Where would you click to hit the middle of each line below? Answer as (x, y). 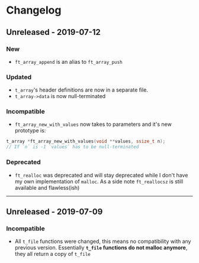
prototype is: (30, 131)
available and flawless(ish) (47, 187)
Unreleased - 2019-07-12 (53, 32)
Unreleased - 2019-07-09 (54, 211)
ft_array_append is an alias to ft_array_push (68, 61)
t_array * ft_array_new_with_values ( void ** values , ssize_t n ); (86, 142)
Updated (19, 77)
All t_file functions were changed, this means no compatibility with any (103, 241)
